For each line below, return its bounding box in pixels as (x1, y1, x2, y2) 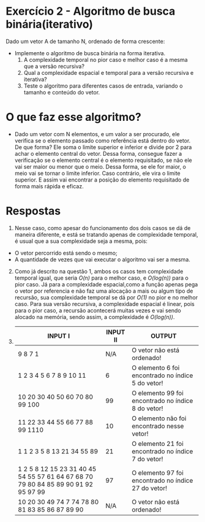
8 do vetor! (132, 404, 163, 412)
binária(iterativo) (6, 17, 93, 31)
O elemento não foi (132, 414, 187, 423)
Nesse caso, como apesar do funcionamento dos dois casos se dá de (14, 224, 191, 231)
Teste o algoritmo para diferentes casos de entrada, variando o (23, 82, 183, 90)
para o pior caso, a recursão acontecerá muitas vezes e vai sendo (14, 307, 181, 314)
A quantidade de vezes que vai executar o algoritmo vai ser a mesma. (14, 256, 191, 263)
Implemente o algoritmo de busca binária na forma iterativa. (14, 49, 166, 56)
